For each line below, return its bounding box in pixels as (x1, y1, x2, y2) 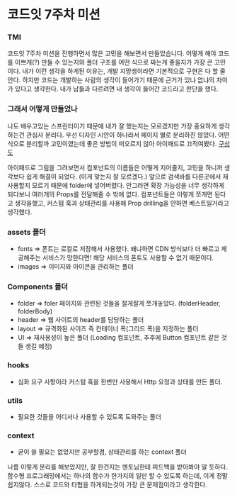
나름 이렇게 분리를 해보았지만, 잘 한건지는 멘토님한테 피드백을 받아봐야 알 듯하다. (7, 462, 229, 472)
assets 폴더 (7, 227, 46, 237)
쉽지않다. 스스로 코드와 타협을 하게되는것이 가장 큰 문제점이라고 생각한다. (7, 480, 207, 489)
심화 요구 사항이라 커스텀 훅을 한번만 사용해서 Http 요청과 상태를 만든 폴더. (17, 377, 223, 386)
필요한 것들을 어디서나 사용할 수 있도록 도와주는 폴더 (17, 412, 161, 421)
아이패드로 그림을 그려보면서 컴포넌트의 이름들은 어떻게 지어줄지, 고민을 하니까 (7, 163, 223, 172)
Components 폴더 (7, 282, 69, 291)
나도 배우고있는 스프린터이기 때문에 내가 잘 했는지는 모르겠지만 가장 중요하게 (7, 121, 217, 130)
